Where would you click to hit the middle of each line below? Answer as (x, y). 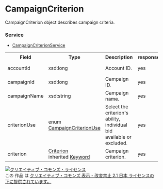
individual (116, 125)
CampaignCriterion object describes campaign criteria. (60, 22)
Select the (117, 107)
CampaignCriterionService (39, 45)
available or (118, 137)
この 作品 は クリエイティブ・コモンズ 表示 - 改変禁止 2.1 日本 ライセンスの (80, 175)
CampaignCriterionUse (74, 128)
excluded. (116, 143)
